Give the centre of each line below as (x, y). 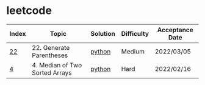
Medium (133, 51)
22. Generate (51, 47)
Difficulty (135, 33)
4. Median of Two (57, 65)
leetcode (29, 11)
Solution (103, 33)
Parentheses (50, 55)
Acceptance (175, 30)
